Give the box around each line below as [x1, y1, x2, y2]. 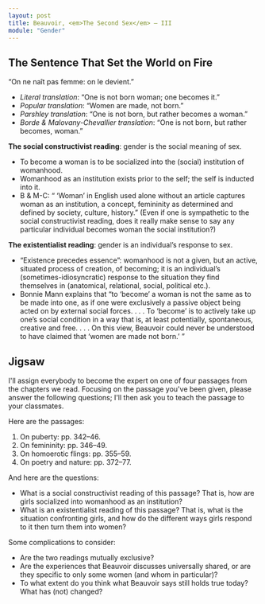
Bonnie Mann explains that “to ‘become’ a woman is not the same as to [19, 290, 252, 299]
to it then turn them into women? [19, 522, 127, 532]
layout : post [8, 11, 52, 20]
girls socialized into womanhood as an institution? [19, 497, 182, 506]
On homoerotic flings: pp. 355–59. [19, 449, 132, 458]
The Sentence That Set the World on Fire [8, 56, 213, 69]
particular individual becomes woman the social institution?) [19, 224, 217, 235]
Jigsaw [8, 355, 45, 368]
